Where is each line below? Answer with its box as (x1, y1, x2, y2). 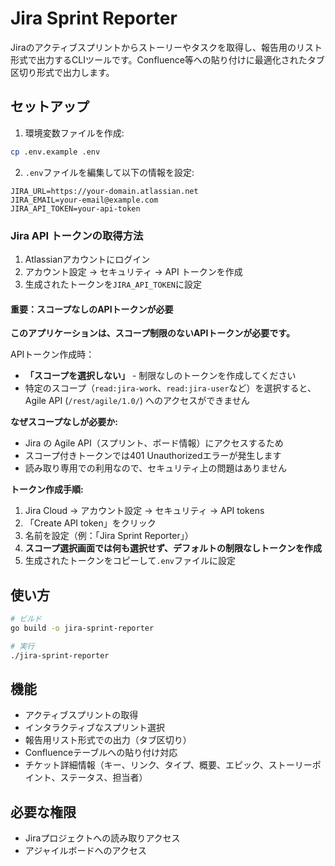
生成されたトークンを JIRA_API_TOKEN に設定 (24, 278, 203, 290)
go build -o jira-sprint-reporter (10, 623, 155, 633)
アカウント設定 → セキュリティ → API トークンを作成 (24, 265, 243, 277)
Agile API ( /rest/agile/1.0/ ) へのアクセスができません (24, 395, 250, 407)
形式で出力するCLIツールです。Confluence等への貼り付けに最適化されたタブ (10, 53, 325, 66)
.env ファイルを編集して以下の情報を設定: (24, 166, 195, 178)
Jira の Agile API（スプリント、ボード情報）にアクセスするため (24, 437, 284, 449)
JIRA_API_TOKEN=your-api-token (10, 203, 141, 214)
